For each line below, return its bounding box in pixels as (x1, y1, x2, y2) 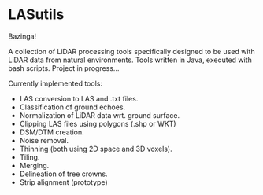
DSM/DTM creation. (19, 127, 84, 137)
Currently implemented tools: (8, 79, 102, 88)
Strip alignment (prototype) (19, 177, 108, 186)
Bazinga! (8, 31, 37, 41)
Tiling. (19, 152, 40, 162)
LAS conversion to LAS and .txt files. (19, 94, 139, 103)
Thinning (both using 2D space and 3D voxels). (19, 144, 173, 153)
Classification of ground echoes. (19, 102, 126, 112)
